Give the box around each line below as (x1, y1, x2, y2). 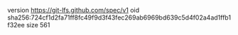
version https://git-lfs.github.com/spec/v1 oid (7, 6, 140, 14)
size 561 (26, 21, 50, 29)
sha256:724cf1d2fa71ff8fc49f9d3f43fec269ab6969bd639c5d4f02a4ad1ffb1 (7, 13, 232, 22)
